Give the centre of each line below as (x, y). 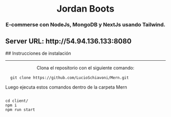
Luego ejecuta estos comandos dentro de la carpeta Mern (66, 87)
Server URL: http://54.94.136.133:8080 (68, 41)
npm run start (20, 109)
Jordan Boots (85, 9)
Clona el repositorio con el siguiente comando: (85, 68)
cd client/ (17, 101)
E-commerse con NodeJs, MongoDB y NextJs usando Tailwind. (85, 25)
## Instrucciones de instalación (38, 53)
